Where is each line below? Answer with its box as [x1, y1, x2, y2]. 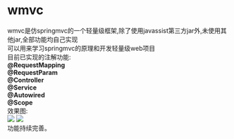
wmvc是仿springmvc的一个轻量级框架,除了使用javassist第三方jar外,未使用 [7, 26, 221, 35]
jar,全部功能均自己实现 [13, 35, 78, 44]
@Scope [7, 98, 33, 107]
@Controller [7, 75, 44, 84]
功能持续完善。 [7, 123, 51, 132]
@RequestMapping [7, 61, 66, 69]
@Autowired [7, 90, 45, 99]
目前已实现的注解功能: [7, 52, 72, 61]
